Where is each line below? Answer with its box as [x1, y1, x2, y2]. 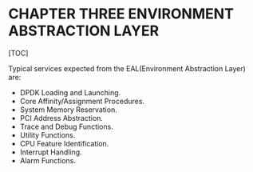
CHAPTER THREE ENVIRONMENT [8, 5, 234, 23]
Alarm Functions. [19, 155, 76, 165]
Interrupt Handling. [19, 147, 82, 157]
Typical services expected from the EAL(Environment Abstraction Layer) [8, 63, 246, 73]
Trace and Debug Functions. [19, 122, 113, 131]
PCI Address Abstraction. [19, 113, 104, 122]
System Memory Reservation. [19, 105, 117, 114]
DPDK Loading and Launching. [19, 87, 121, 97]
